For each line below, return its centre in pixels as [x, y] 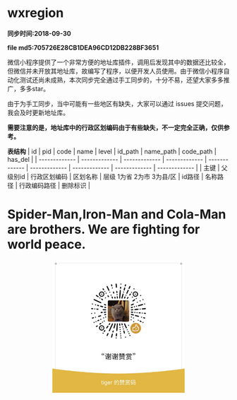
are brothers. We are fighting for [104, 229]
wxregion [36, 13]
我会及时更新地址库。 [38, 112]
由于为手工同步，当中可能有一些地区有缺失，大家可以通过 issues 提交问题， [117, 103]
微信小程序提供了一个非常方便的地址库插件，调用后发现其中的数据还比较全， [119, 62]
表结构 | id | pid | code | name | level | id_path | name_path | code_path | [112, 151]
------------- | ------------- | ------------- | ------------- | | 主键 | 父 [129, 167]
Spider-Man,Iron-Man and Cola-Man [117, 214]
